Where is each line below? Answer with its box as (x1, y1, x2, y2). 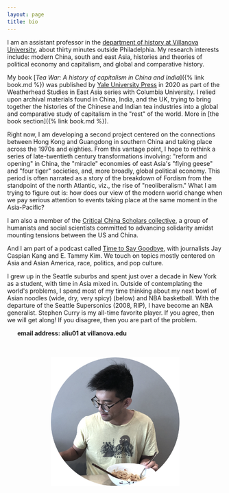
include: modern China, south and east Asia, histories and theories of (7, 52, 203, 61)
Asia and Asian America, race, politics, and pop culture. (7, 258, 164, 267)
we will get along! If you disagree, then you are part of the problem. (7, 315, 197, 324)
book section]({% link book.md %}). (7, 117, 109, 125)
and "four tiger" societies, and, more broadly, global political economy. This (7, 167, 221, 175)
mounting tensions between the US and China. (7, 230, 138, 239)
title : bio (7, 18, 38, 25)
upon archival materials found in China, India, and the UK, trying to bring (7, 95, 211, 103)
